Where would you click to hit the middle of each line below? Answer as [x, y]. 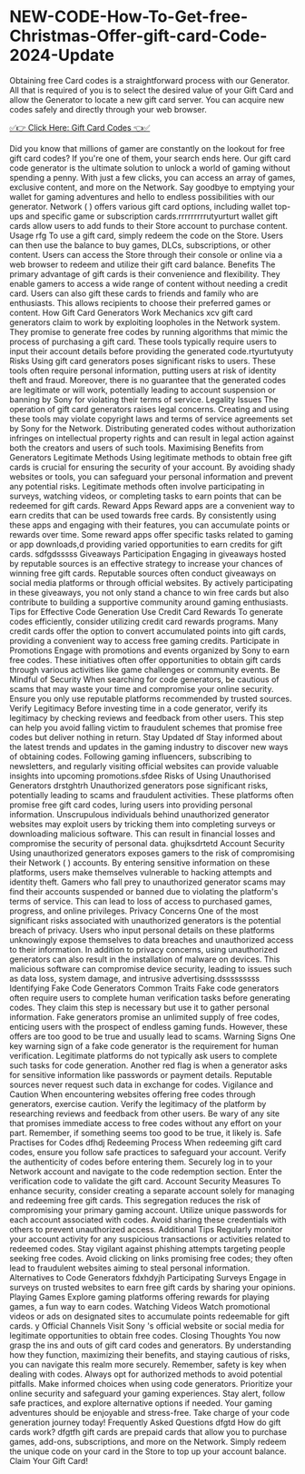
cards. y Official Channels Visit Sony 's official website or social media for [147, 1326]
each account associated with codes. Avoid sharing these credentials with [148, 1220]
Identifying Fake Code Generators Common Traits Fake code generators [144, 988]
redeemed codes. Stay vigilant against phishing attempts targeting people [148, 1248]
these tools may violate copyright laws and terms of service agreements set [151, 419]
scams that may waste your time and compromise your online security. [142, 688]
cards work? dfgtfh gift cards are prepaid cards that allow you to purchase [148, 1431]
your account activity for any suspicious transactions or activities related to [150, 1239]
